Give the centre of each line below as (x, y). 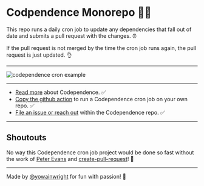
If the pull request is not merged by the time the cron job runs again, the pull (101, 48)
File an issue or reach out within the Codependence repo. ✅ (90, 112)
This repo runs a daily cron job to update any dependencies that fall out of (99, 29)
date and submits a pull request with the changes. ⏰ (71, 35)
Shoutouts (26, 138)
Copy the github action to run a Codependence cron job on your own (101, 99)
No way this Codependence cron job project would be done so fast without (100, 152)
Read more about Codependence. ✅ (60, 92)
